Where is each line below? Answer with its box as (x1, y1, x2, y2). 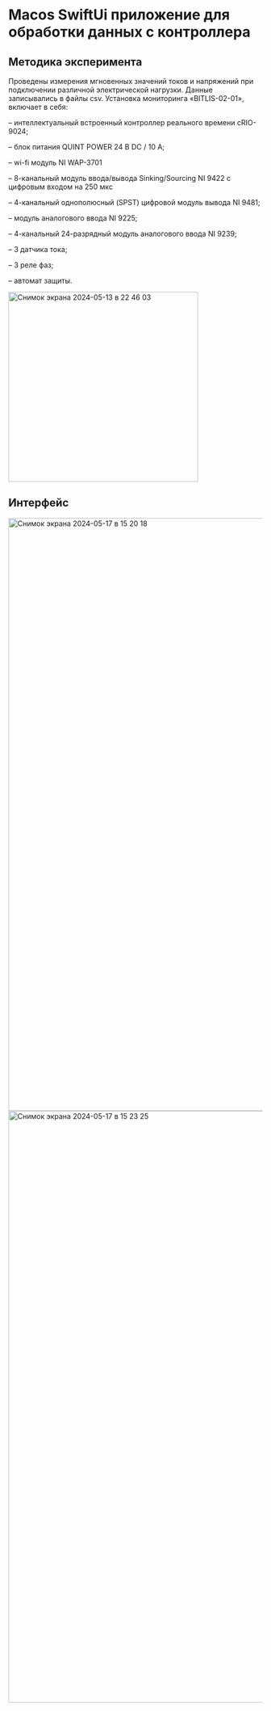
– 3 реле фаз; (8, 260, 54, 270)
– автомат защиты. (8, 276, 73, 285)
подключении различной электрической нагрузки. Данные (8, 85, 214, 95)
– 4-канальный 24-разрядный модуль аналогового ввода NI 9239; (8, 229, 237, 238)
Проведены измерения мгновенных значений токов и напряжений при (8, 77, 254, 86)
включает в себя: (8, 103, 69, 111)
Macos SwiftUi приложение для (8, 6, 230, 24)
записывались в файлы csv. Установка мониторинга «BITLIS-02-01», (8, 94, 244, 103)
